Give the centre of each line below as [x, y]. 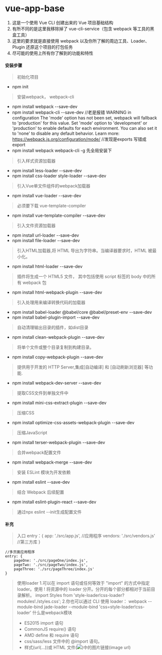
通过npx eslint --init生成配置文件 [49, 512]
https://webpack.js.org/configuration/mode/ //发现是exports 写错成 [79, 139]
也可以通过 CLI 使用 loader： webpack [108, 601]
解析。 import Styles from [47, 595]
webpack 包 [35, 283]
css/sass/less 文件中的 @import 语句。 [63, 641]
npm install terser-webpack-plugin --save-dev [59, 443]
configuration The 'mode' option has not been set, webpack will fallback [84, 118]
